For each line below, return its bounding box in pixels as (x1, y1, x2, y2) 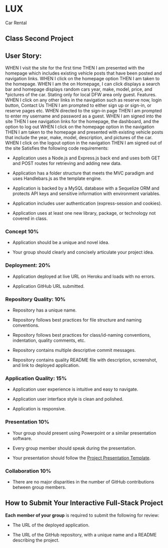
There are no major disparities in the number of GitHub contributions (12, 478, 154, 484)
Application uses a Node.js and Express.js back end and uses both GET (12, 155, 160, 161)
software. (12, 435, 33, 441)
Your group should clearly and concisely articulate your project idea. (12, 249, 154, 255)
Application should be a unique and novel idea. (12, 239, 109, 246)
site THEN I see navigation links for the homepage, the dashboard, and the (5, 118, 159, 125)
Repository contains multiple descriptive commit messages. (12, 347, 136, 353)
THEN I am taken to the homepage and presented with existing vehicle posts (5, 129, 163, 135)
